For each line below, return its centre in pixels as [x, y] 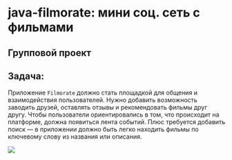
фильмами [41, 27]
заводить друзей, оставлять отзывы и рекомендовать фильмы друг [108, 108]
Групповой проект [50, 53]
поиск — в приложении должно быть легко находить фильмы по [103, 130]
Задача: [26, 76]
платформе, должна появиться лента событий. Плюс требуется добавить [117, 122]
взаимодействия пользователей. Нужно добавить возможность [103, 100]
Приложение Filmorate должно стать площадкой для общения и [103, 93]
